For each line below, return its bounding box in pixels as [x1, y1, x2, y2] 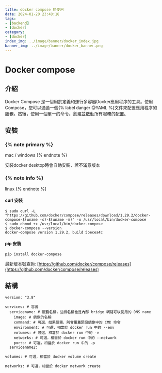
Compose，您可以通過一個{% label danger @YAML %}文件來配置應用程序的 [5, 105, 157, 110]
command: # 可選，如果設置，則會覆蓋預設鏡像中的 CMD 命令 [14, 320, 121, 325]
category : [5, 30, 25, 35]
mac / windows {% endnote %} [5, 152, 68, 158]
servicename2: [9, 345, 38, 350]
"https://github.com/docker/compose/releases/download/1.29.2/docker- [5, 213, 151, 218]
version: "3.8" [5, 295, 36, 300]
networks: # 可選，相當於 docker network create [5, 363, 101, 369]
